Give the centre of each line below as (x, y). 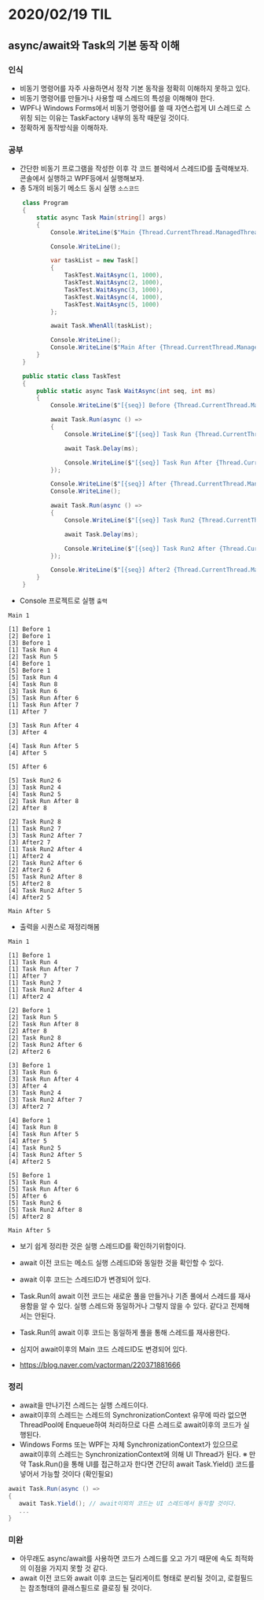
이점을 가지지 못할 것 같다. (68, 1569)
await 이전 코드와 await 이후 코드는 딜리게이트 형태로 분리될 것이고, (123, 1578)
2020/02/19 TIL (60, 15)
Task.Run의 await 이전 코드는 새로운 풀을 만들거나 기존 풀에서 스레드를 (128, 1296)
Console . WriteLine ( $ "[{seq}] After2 (110, 570)
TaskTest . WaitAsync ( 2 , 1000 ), (114, 283)
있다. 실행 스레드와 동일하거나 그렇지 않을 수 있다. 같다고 (143, 1306)
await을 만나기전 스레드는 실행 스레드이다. (84, 1405)
